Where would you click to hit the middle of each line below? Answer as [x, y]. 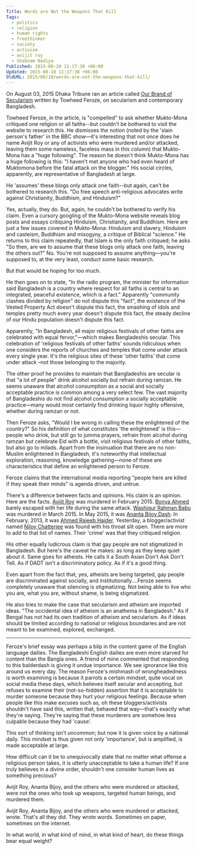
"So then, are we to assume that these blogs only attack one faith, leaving [95, 247]
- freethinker [28, 39]
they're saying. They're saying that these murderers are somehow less [91, 715]
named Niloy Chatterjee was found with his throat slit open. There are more [97, 526]
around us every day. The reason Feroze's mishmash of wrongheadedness [96, 672]
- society [23, 45]
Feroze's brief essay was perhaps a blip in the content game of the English [96, 646]
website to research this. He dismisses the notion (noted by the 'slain [89, 131]
